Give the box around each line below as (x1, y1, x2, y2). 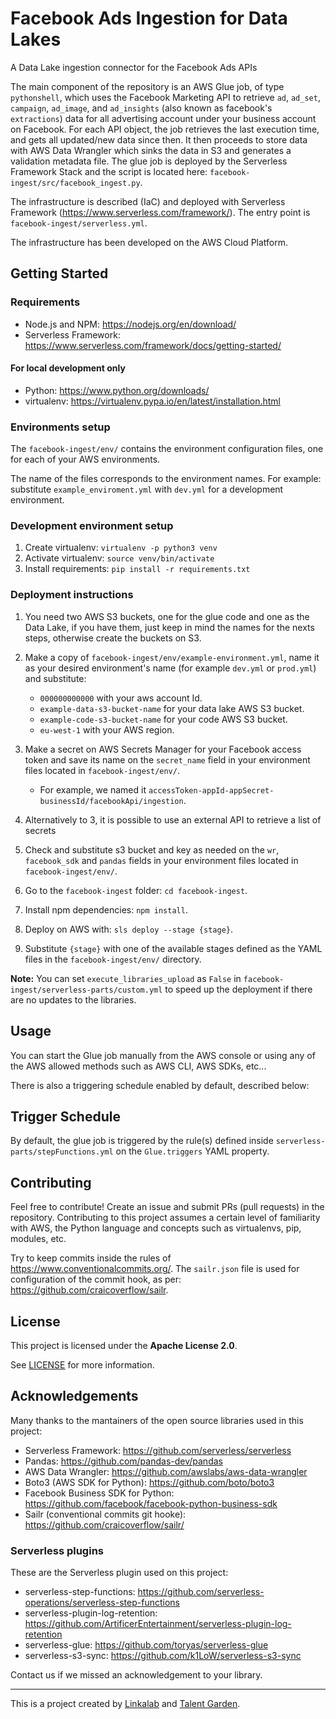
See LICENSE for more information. (10, 1358, 155, 1371)
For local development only (10, 362, 126, 374)
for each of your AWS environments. (10, 453, 161, 466)
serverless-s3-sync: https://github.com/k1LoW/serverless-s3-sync (24, 1650, 302, 1662)
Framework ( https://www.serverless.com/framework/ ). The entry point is (10, 206, 311, 218)
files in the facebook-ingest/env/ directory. (24, 953, 202, 965)
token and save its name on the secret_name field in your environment (24, 753, 311, 766)
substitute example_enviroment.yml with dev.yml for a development (10, 483, 284, 496)
